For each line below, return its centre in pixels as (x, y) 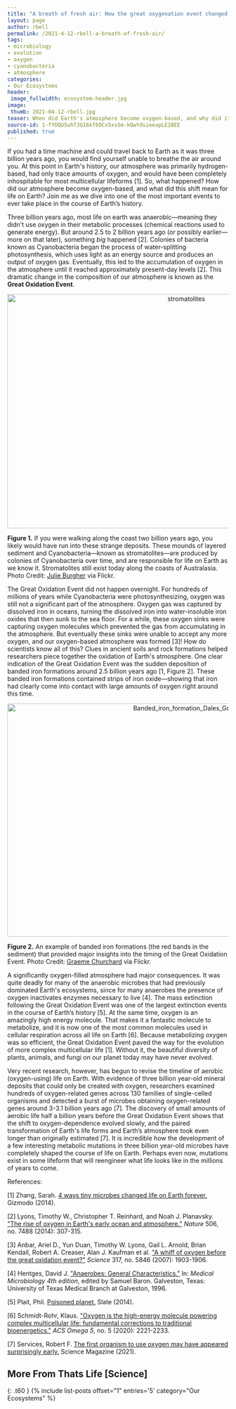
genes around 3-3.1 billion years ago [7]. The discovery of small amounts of (117, 1108)
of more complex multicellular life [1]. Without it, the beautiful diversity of (112, 1050)
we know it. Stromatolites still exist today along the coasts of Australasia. (112, 568)
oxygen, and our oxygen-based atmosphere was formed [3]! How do (107, 642)
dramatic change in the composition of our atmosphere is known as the (111, 277)
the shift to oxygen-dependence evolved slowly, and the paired (99, 1123)
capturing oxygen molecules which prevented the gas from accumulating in (117, 627)
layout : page (26, 20)
